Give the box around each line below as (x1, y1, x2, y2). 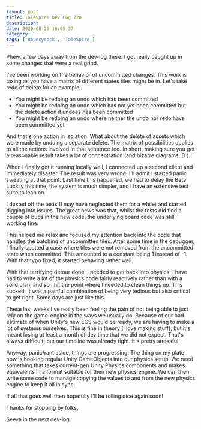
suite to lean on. (6, 189, 46, 196)
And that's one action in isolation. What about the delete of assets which (6, 133, 185, 140)
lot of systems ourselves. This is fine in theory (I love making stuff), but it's (6, 325, 191, 332)
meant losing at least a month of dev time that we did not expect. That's (6, 331, 184, 338)
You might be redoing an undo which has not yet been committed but (14, 102, 187, 109)
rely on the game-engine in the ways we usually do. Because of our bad (6, 312, 184, 319)
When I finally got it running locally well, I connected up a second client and (6, 163, 193, 170)
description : (6, 20, 39, 26)
